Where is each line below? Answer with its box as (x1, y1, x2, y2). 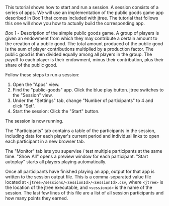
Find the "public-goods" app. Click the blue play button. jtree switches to (12, 87, 164, 92)
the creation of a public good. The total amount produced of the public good (5, 41, 163, 47)
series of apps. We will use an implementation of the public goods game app (5, 10, 164, 16)
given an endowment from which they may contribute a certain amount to (5, 35, 157, 41)
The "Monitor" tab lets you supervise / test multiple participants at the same (5, 148, 162, 154)
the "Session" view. (12, 92, 53, 98)
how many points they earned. (5, 195, 68, 201)
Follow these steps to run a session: (5, 72, 79, 77)
